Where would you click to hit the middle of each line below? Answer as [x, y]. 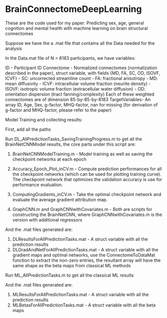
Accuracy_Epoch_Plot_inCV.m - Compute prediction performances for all [87, 169]
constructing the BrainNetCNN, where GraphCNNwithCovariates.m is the [87, 214]
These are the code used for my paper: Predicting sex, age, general [75, 23]
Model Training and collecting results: [44, 119]
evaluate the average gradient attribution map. [60, 200]
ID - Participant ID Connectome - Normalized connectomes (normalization [81, 68]
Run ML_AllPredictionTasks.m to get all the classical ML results [70, 275]
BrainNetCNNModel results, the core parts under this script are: [71, 144]
